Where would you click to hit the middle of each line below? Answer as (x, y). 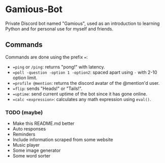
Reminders (24, 134)
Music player (26, 145)
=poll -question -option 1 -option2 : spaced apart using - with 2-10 (85, 72)
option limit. (25, 78)
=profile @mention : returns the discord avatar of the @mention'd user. (86, 83)
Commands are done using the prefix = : (46, 57)
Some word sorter (31, 156)
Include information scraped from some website (63, 140)
